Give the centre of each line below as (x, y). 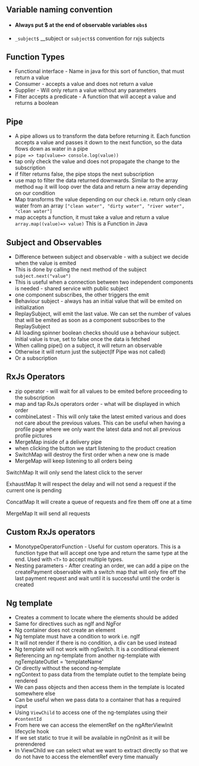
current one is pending (34, 490)
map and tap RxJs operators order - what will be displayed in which (97, 404)
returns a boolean (36, 103)
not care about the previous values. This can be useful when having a (100, 423)
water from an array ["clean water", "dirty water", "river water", (100, 206)
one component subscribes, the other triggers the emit (82, 295)
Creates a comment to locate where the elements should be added (96, 618)
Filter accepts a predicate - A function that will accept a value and (95, 97)
